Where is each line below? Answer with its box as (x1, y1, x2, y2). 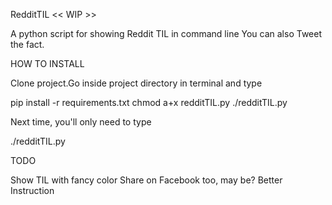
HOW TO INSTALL (10, 58, 85, 69)
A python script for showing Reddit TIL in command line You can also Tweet (10, 28, 323, 39)
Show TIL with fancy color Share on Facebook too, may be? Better (10, 174, 283, 186)
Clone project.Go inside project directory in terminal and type (10, 77, 263, 89)
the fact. (10, 39, 45, 50)
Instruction (10, 185, 55, 196)
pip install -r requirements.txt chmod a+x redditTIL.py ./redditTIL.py (10, 97, 288, 108)
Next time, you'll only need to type (10, 116, 152, 128)
